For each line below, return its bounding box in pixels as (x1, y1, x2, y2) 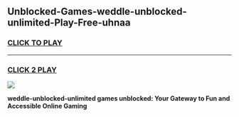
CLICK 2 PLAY (7, 65, 57, 74)
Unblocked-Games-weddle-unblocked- (7, 6, 187, 18)
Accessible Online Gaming (7, 101, 87, 110)
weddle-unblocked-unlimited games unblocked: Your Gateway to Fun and (7, 94, 230, 102)
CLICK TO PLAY (7, 38, 63, 48)
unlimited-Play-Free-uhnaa (7, 17, 131, 29)
